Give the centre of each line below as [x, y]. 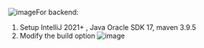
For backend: [57, 12]
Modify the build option [57, 36]
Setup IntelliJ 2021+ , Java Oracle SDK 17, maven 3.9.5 [108, 27]
